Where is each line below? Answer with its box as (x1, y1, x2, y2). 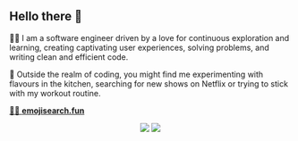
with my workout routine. (9, 87, 101, 98)
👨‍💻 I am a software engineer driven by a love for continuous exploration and (9, 32, 290, 43)
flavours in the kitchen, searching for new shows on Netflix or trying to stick (9, 78, 289, 89)
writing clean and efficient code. (9, 51, 129, 62)
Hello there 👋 (9, 9, 83, 24)
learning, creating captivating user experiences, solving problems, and (9, 42, 270, 53)
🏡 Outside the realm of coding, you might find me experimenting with (9, 69, 264, 79)
